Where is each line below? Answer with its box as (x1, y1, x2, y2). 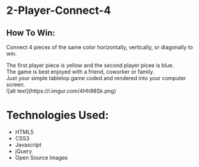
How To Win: (6, 28, 56, 38)
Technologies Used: (6, 109, 109, 122)
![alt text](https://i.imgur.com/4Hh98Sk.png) (6, 87, 117, 94)
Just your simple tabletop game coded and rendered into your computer (6, 75, 186, 81)
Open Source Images (15, 154, 68, 161)
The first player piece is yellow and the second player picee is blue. (6, 61, 174, 69)
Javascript (15, 141, 42, 148)
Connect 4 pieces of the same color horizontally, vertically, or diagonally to (6, 43, 194, 51)
